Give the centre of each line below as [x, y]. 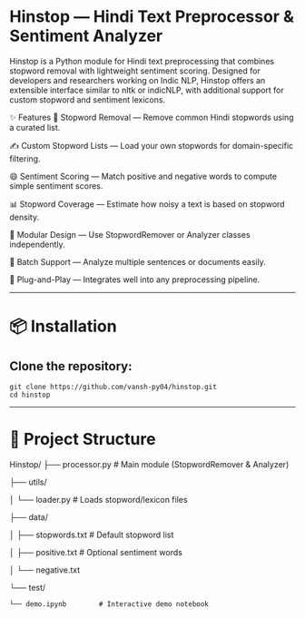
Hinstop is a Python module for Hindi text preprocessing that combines [142, 61]
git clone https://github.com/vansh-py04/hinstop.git [113, 387]
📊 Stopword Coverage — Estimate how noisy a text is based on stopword [147, 204]
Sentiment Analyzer [86, 36]
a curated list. [35, 127]
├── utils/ [28, 482]
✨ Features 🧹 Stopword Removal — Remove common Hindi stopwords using [152, 117]
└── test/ [28, 587]
